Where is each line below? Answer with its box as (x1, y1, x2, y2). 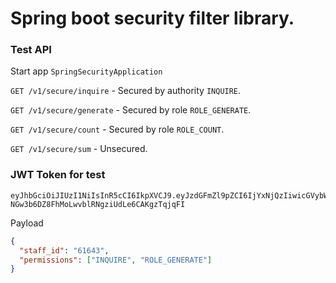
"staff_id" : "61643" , (19, 245, 110, 256)
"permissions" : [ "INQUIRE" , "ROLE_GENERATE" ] (19, 255, 213, 265)
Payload (10, 217, 44, 229)
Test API (10, 43, 52, 57)
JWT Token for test (10, 168, 106, 182)
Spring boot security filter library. (10, 7, 295, 30)
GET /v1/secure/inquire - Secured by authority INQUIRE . (10, 85, 242, 97)
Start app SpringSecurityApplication (10, 65, 163, 77)
